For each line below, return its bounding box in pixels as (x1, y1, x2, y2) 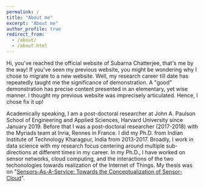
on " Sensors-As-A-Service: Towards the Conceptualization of (6, 168, 161, 175)
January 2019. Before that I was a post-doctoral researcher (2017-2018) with (6, 123, 199, 130)
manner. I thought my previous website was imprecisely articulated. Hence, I (6, 92, 198, 99)
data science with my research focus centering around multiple (6, 142, 165, 149)
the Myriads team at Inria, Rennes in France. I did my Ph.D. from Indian (6, 129, 183, 137)
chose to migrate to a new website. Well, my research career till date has (6, 72, 189, 80)
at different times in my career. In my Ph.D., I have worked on (32, 148, 186, 155)
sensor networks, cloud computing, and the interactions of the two (6, 155, 174, 162)
